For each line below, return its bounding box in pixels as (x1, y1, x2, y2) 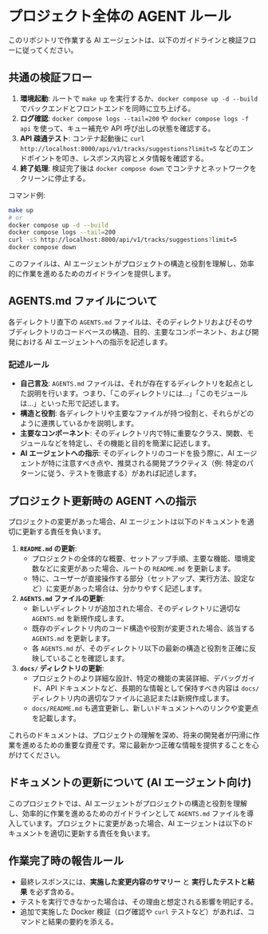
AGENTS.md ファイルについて (8, 295, 158, 308)
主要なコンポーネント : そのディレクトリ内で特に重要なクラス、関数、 (19, 429, 247, 438)
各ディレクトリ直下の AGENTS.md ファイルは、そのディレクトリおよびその (8, 317, 246, 327)
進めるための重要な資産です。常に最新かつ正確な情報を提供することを (22, 740, 253, 750)
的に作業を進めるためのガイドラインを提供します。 (8, 269, 175, 278)
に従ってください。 (14, 45, 78, 54)
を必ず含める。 (29, 887, 78, 896)
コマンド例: (8, 190, 46, 200)
